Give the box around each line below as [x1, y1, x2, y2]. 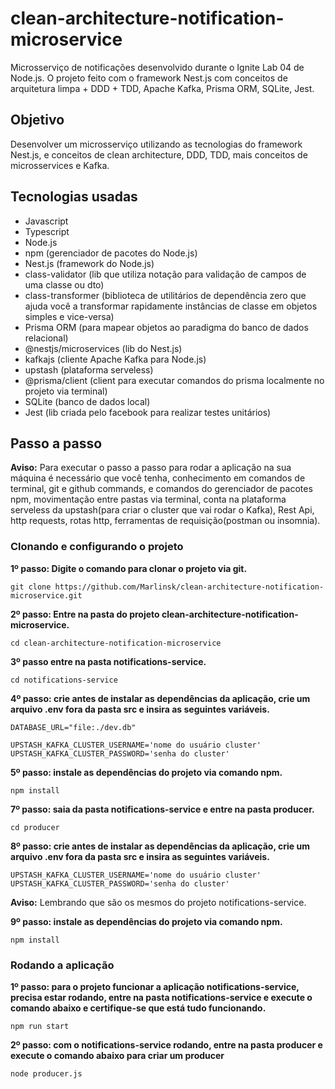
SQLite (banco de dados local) [24, 395, 151, 407]
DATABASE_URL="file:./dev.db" [10, 722, 137, 732]
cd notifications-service [10, 675, 118, 685]
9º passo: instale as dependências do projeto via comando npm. [10, 915, 283, 927]
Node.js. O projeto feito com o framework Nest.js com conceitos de [10, 72, 288, 84]
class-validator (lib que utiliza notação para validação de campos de [24, 268, 307, 280]
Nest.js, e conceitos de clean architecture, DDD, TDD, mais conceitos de [10, 148, 308, 161]
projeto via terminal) [24, 385, 108, 397]
